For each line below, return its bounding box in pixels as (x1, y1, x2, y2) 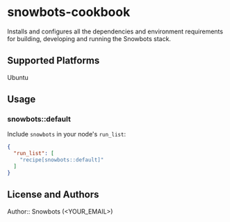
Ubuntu (7, 73, 29, 81)
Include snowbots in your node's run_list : (7, 130, 126, 138)
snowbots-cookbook (7, 4, 131, 20)
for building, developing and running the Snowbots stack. (7, 34, 172, 42)
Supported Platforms (7, 55, 100, 67)
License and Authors (7, 189, 99, 200)
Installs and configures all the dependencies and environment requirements (7, 27, 224, 35)
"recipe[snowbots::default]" (19, 157, 104, 164)
